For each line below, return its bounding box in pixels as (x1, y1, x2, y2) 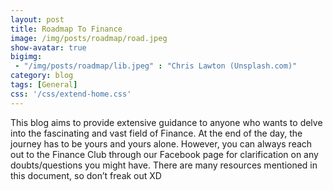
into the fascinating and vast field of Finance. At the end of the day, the (10, 127, 303, 139)
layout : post (10, 14, 65, 25)
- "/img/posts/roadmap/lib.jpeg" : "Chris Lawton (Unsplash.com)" (14, 61, 298, 71)
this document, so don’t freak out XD (10, 169, 162, 181)
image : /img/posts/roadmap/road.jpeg (10, 33, 168, 43)
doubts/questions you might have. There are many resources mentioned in (10, 159, 318, 171)
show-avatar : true (10, 42, 87, 53)
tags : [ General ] (10, 80, 78, 90)
